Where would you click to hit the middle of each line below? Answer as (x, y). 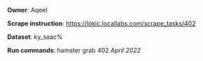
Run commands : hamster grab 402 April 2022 (74, 50)
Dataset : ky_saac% (35, 37)
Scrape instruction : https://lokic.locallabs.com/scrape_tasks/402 (101, 23)
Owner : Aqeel (27, 10)
